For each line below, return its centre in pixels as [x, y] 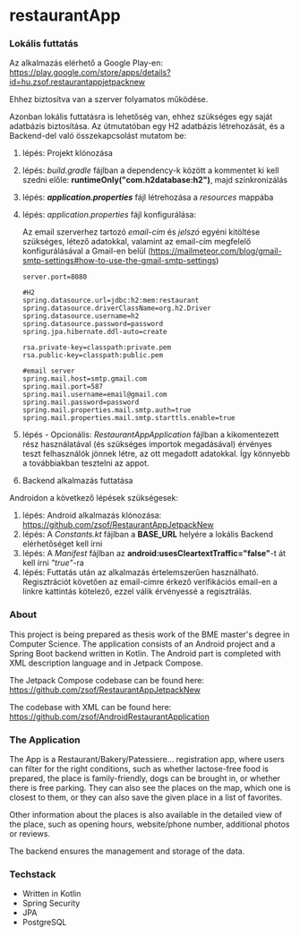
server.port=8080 [55, 277]
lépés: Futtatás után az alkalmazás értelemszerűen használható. [141, 572]
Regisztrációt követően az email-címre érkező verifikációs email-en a [150, 582]
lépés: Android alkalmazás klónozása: [92, 515]
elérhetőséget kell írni [62, 544]
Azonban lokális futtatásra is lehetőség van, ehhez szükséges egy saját [141, 116]
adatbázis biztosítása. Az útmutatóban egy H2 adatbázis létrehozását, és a [147, 126]
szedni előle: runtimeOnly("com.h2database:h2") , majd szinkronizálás [155, 180]
